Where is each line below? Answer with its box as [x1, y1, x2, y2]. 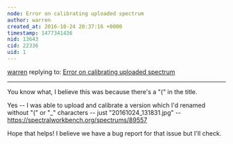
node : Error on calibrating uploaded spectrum [7, 10, 144, 17]
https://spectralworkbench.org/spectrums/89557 [7, 116, 148, 124]
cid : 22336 [7, 42, 39, 49]
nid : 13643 [7, 36, 39, 43]
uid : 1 [7, 49, 26, 56]
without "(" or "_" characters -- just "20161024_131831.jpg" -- [7, 108, 182, 116]
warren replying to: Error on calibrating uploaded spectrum [7, 67, 175, 76]
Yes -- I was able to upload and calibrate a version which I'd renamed [7, 101, 206, 109]
